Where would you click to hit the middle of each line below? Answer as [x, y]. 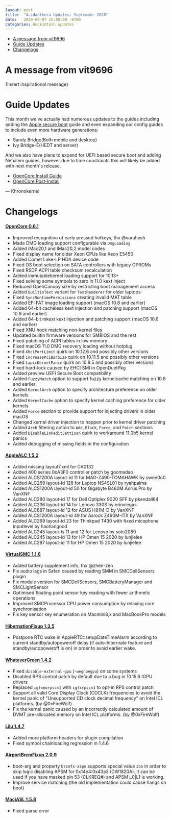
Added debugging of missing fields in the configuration [71, 443]
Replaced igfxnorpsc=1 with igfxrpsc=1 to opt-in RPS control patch [83, 687]
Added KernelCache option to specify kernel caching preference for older [89, 400]
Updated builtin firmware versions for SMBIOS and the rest [75, 335]
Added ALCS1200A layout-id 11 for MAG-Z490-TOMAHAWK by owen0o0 [89, 477]
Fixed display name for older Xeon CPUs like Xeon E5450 [73, 254]
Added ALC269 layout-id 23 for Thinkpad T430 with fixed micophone [86, 520]
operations [24, 598]
